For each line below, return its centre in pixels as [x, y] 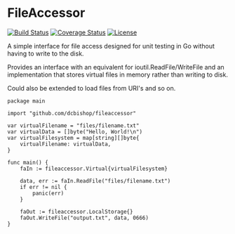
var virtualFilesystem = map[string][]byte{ [73, 138]
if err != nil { [44, 187]
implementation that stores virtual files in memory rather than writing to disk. [117, 74]
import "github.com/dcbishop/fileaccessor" [72, 113]
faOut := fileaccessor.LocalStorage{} [76, 212]
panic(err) [48, 193]
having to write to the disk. [46, 53]
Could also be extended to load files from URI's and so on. [92, 88]
